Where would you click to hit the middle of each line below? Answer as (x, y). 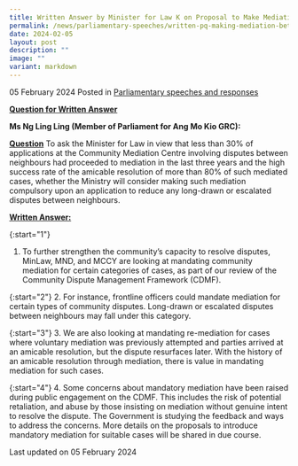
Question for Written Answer (63, 109)
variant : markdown (43, 67)
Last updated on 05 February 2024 (73, 452)
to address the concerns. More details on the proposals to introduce (134, 425)
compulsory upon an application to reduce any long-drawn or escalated (141, 190)
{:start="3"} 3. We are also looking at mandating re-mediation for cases (140, 332)
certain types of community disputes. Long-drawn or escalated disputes (141, 306)
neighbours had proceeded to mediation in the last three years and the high (147, 162)
